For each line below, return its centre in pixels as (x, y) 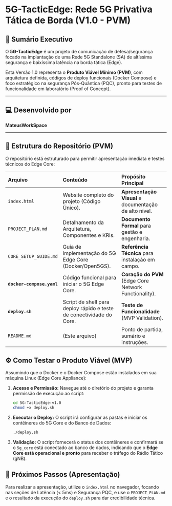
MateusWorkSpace (26, 125)
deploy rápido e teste (88, 308)
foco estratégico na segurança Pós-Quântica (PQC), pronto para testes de (84, 83)
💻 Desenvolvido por (38, 110)
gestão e (132, 232)
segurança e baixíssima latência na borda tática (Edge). (64, 62)
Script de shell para (86, 302)
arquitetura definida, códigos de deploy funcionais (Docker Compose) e (81, 78)
